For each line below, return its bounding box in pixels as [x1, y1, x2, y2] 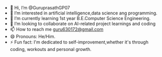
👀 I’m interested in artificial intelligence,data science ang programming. [10, 10, 157, 16]
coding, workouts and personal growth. [10, 46, 92, 52]
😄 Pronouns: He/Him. [10, 33, 55, 39]
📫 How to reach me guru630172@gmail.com [10, 26, 104, 32]
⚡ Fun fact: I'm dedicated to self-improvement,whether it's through [10, 39, 148, 45]
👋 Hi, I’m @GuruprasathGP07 [10, 5, 70, 10]
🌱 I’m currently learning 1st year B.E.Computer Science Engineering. [10, 15, 151, 21]
